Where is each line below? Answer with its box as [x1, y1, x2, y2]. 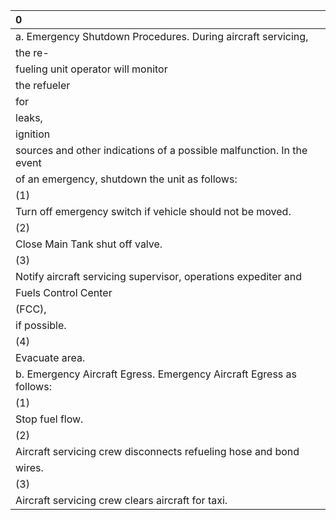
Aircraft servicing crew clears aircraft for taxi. [15, 494, 228, 507]
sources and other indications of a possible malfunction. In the [15, 144, 308, 157]
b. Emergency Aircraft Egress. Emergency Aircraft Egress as [15, 367, 298, 381]
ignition [15, 127, 51, 141]
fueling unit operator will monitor [15, 62, 168, 76]
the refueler [15, 79, 71, 92]
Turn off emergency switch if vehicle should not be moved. [15, 205, 292, 218]
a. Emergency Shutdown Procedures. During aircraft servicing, [15, 30, 309, 43]
